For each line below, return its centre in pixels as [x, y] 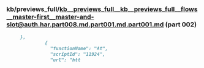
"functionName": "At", [79, 49]
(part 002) [181, 25]
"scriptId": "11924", [77, 54]
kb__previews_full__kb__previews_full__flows [128, 9]
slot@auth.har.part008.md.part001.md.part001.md [85, 25]
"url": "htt [65, 60]
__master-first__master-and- [50, 17]
